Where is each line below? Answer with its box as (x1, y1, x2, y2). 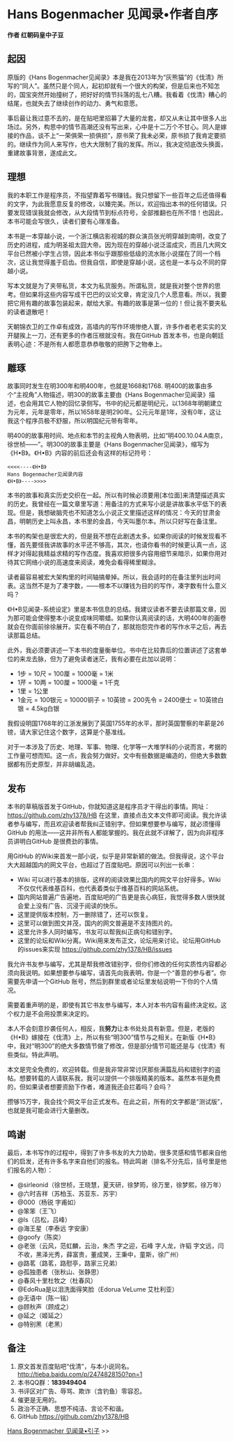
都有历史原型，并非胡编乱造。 (13, 760, 99, 768)
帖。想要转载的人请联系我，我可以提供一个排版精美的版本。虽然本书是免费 (7, 1074, 221, 1083)
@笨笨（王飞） (17, 1207, 61, 1215)
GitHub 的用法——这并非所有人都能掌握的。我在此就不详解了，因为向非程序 (7, 828, 224, 837)
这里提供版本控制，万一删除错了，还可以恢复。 (17, 910, 152, 919)
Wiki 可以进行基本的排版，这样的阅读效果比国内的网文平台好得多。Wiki (17, 876, 221, 884)
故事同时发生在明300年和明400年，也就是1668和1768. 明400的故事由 (7, 382, 207, 390)
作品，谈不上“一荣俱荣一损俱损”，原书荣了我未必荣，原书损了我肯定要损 (19, 131, 226, 139)
